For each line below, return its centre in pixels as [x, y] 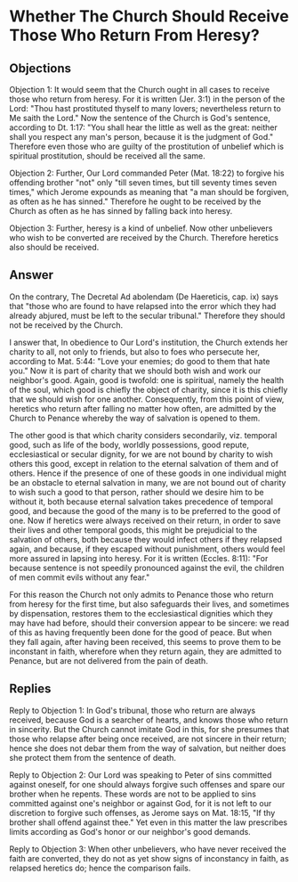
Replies [30, 689]
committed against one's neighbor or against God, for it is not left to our [141, 803]
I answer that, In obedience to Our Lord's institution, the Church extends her [149, 342]
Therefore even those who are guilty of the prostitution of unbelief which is [147, 146]
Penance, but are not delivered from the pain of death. [109, 660]
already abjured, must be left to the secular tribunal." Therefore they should [147, 315]
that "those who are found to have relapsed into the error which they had [143, 306]
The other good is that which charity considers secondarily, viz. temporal [143, 435]
